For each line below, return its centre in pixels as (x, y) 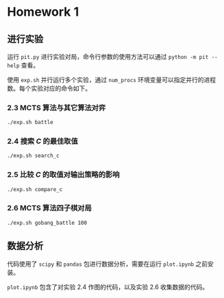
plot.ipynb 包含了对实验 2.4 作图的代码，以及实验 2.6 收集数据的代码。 (108, 287)
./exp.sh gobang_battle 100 (47, 223)
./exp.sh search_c (33, 156)
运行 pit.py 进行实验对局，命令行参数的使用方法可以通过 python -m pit (108, 57)
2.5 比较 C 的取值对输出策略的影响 (63, 175)
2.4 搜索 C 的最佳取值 (43, 141)
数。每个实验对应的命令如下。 (49, 88)
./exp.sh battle (30, 123)
